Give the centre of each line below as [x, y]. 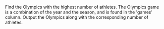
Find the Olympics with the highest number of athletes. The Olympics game [82, 7]
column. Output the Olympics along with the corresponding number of [77, 17]
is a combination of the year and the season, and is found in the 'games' [79, 12]
